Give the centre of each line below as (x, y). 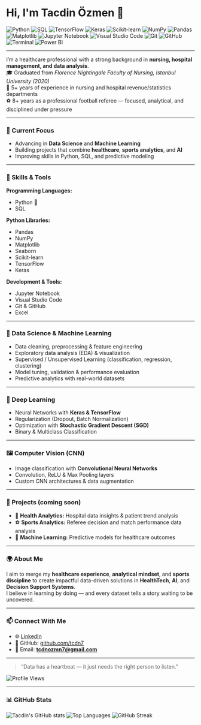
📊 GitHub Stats (29, 700)
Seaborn (25, 251)
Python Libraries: (28, 220)
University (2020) (28, 81)
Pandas (24, 231)
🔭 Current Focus (30, 130)
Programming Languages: (39, 190)
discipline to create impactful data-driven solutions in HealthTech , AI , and (98, 580)
